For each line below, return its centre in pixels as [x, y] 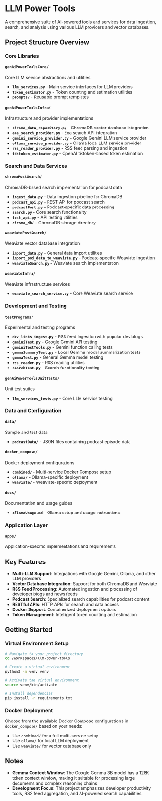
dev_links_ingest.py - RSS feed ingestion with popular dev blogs [77, 337]
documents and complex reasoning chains [54, 783]
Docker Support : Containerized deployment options [64, 609]
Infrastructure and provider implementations [49, 118]
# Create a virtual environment [38, 667]
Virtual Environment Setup [37, 644]
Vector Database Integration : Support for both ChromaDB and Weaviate [84, 584]
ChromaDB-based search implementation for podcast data [64, 187]
